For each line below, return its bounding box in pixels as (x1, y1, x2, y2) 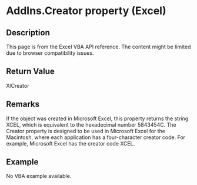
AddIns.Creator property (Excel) (6, 4, 166, 18)
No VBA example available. (6, 173, 72, 180)
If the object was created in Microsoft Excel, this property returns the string (6, 115, 189, 122)
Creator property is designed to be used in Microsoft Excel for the (6, 127, 166, 134)
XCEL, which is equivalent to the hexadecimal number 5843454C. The (6, 121, 176, 128)
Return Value (6, 67, 55, 77)
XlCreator (6, 82, 29, 89)
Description (6, 28, 50, 38)
